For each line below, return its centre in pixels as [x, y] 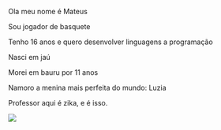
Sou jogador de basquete [49, 26]
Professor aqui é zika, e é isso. [58, 103]
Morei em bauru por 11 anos [53, 72]
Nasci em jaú [30, 57]
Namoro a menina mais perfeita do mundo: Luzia [88, 87]
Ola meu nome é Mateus [48, 11]
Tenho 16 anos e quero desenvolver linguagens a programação [110, 42]
